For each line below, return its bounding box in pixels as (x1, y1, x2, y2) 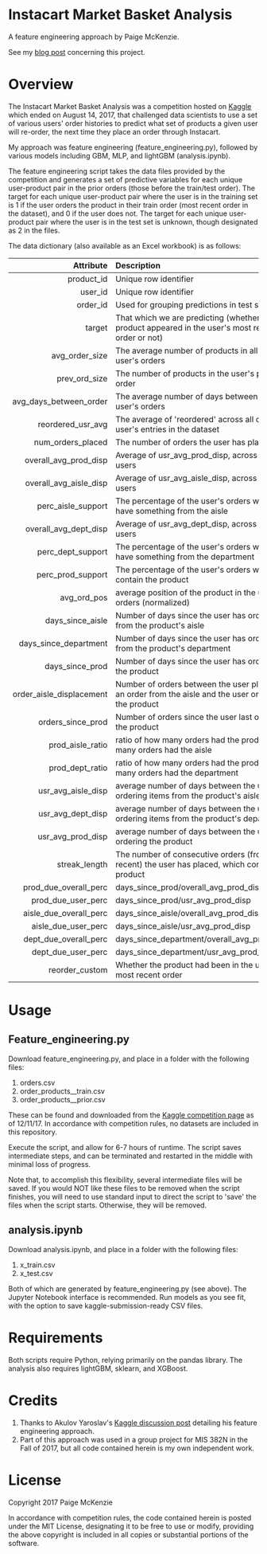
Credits (8, 1392, 58, 1409)
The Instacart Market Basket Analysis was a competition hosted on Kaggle (8, 101, 252, 111)
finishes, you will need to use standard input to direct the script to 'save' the (8, 1192, 257, 1201)
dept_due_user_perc (31, 946, 108, 957)
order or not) (114, 332, 163, 343)
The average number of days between (114, 390, 258, 401)
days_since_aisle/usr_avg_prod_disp (114, 920, 251, 931)
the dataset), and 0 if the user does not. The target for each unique (8, 209, 228, 218)
